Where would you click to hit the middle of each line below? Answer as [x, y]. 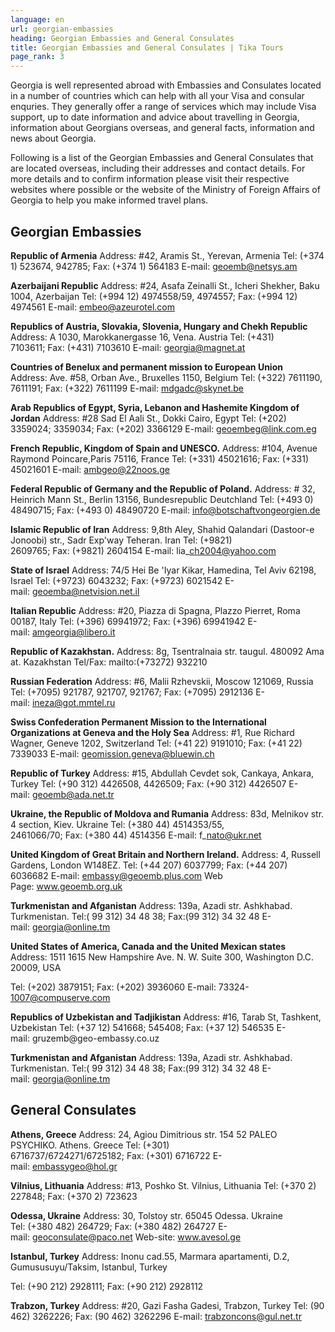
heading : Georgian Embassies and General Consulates [122, 38]
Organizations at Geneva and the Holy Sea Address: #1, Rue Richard [152, 732]
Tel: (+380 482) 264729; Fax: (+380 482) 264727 [113, 1226]
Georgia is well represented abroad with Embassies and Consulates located [166, 85]
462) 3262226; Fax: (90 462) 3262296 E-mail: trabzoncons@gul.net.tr [156, 1316]
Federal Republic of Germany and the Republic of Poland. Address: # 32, [163, 488]
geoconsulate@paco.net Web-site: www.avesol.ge [136, 1237]
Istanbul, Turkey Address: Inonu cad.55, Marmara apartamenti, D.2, [150, 1256]
